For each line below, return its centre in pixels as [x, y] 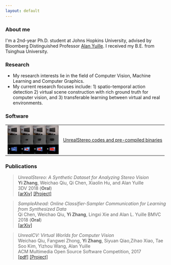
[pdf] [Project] [33, 257]
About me [18, 29]
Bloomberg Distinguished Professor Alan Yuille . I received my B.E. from [80, 46]
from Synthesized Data [42, 209]
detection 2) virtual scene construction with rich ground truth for [80, 92]
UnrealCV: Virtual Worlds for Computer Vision [66, 235]
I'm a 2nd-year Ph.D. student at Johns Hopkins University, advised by [78, 40]
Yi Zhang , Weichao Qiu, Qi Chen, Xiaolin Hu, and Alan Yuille [81, 183]
